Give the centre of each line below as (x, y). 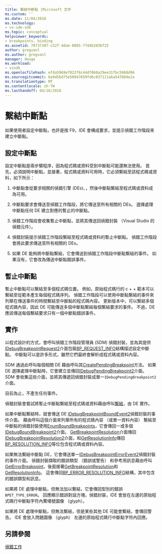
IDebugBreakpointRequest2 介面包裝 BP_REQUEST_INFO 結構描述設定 (73, 348)
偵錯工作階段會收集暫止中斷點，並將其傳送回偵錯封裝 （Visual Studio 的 (83, 221)
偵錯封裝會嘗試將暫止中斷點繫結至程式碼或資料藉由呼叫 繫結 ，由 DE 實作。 (79, 403)
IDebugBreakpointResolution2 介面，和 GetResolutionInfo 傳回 (65, 438)
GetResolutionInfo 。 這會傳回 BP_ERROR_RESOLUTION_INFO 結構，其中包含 (80, 472)
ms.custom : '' (19, 14)
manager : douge (20, 59)
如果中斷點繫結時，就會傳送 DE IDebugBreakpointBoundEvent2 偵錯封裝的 (78, 414)
